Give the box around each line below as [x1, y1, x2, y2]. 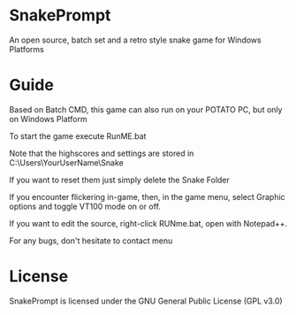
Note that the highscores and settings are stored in [9, 148, 194, 158]
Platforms [9, 43, 44, 54]
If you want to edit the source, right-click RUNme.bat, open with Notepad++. [9, 218, 288, 228]
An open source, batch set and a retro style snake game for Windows [9, 35, 262, 45]
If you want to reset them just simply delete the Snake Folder [9, 174, 230, 185]
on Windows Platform [9, 113, 87, 124]
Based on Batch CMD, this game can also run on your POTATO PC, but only [9, 104, 283, 115]
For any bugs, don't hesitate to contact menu [9, 235, 173, 246]
